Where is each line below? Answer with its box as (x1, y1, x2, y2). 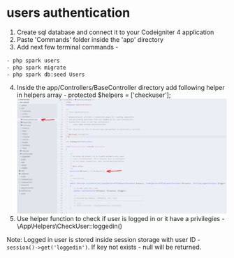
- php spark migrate (6, 64, 67, 71)
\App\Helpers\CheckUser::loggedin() (16, 222, 123, 230)
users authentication (6, 5, 131, 21)
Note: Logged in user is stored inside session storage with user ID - (6, 235, 200, 243)
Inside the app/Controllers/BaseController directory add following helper (16, 83, 225, 91)
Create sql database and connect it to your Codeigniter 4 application (16, 28, 214, 36)
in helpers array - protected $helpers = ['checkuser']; (16, 91, 171, 99)
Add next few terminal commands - (16, 43, 119, 51)
